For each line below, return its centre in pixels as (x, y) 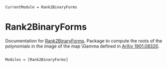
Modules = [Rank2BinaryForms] (37, 59)
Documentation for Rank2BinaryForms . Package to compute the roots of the (84, 40)
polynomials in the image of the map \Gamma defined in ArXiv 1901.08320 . (82, 46)
